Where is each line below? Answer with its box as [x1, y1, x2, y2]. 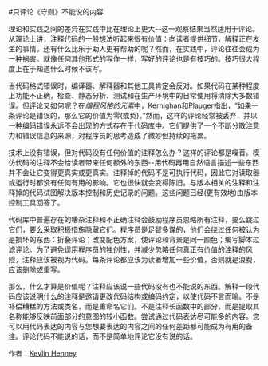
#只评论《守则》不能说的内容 [8, 7, 104, 16]
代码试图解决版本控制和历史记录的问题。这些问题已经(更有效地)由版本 [29, 188, 258, 197]
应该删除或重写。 [8, 265, 65, 274]
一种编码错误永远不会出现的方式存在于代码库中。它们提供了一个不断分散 [8, 121, 246, 130]
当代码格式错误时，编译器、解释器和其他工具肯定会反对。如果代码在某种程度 [8, 81, 260, 90]
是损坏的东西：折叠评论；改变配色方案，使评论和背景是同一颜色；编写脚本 [8, 235, 253, 244]
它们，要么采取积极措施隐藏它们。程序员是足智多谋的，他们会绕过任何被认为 [8, 225, 260, 234]
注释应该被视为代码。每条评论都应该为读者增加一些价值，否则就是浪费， [22, 255, 260, 264]
